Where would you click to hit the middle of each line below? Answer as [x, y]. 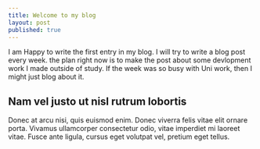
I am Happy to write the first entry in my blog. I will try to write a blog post [126, 52]
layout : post [29, 23]
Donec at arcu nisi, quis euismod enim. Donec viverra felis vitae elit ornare [128, 120]
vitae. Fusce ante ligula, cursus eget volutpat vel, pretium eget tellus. [119, 137]
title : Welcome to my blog [52, 15]
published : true [34, 30]
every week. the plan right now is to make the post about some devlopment [130, 60]
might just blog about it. [46, 77]
